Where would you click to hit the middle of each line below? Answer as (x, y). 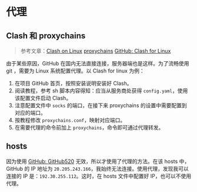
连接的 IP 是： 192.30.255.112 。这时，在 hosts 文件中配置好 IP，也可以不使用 (99, 176)
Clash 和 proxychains (46, 36)
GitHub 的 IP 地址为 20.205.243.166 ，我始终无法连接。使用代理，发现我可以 (98, 168)
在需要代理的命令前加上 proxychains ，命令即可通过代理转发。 (89, 128)
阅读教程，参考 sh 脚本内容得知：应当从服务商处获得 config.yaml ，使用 (101, 91)
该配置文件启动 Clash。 (43, 98)
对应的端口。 (30, 113)
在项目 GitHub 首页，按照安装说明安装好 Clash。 (73, 83)
